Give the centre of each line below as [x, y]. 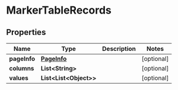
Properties [26, 32]
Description [119, 49]
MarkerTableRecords [59, 10]
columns [22, 68]
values [19, 78]
